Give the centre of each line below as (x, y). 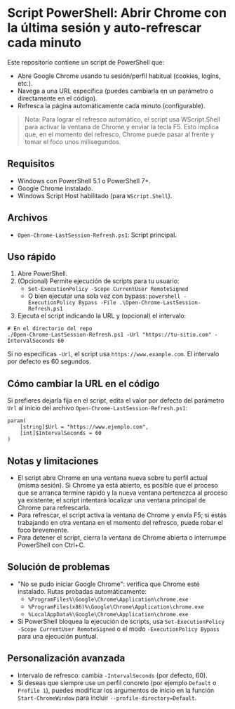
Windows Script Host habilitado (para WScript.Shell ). (95, 195)
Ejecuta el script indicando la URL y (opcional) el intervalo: (102, 316)
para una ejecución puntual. (58, 636)
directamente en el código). (57, 98)
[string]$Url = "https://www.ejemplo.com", (85, 427)
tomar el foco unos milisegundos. (73, 141)
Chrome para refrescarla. (54, 508)
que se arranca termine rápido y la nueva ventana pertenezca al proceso (122, 493)
